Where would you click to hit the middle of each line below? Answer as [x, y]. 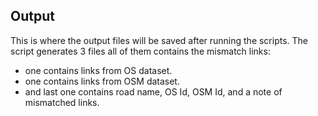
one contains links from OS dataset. [98, 70]
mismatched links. [62, 102]
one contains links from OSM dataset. [102, 81]
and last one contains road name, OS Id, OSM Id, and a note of [153, 91]
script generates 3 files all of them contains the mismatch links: [140, 51]
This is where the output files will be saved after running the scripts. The [159, 40]
